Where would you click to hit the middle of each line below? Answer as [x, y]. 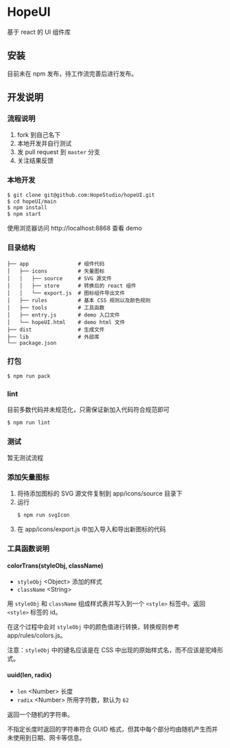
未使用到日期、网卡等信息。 [46, 738]
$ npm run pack [29, 376]
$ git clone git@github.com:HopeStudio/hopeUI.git [81, 195]
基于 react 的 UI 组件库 [39, 32]
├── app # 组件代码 [56, 264]
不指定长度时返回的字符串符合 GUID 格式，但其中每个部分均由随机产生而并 [113, 729]
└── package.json [32, 343]
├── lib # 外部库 [53, 337]
